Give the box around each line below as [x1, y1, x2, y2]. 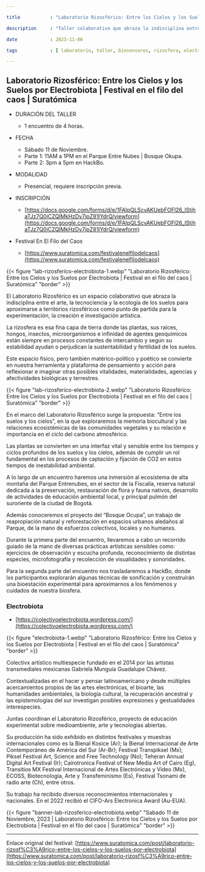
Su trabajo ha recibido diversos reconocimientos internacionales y [6, 791, 173, 798]
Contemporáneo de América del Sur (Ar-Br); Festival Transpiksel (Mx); [6, 746, 183, 754]
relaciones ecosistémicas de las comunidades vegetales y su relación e [6, 424, 186, 431]
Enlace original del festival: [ [6, 840, 77, 847]
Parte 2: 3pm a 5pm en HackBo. [24, 159, 105, 167]
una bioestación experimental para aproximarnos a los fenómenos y [6, 580, 177, 588]
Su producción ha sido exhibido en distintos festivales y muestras [6, 733, 171, 741]
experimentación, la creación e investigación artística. [6, 312, 142, 319]
